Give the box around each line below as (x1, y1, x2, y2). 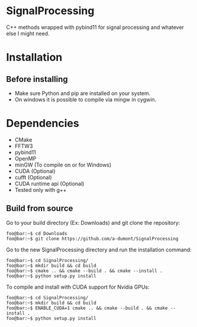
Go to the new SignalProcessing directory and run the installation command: (6, 246, 192, 253)
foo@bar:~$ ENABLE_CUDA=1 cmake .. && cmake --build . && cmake (6, 305, 168, 311)
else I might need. (6, 30, 50, 37)
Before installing (6, 74, 68, 84)
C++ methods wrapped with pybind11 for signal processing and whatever (6, 24, 185, 31)
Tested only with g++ (14, 186, 67, 193)
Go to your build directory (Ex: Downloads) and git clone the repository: (6, 219, 180, 226)
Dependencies (6, 117, 79, 130)
